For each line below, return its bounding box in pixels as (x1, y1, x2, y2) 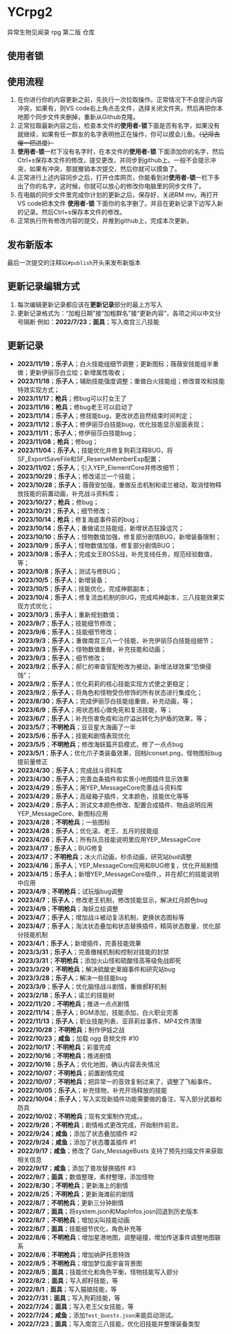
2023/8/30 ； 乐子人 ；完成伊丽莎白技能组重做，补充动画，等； (17, 697, 195, 705)
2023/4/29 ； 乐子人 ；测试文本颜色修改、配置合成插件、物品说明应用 (17, 801, 213, 809)
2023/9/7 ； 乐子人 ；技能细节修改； (17, 619, 119, 627)
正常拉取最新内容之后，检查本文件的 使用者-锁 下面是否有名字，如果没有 (17, 122, 220, 130)
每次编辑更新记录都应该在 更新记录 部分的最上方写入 (17, 300, 163, 309)
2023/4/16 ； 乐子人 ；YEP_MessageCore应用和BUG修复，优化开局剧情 (17, 861, 219, 869)
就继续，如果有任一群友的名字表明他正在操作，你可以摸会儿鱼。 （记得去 (17, 130, 220, 138)
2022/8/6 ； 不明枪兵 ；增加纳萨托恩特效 (17, 1250, 130, 1259)
